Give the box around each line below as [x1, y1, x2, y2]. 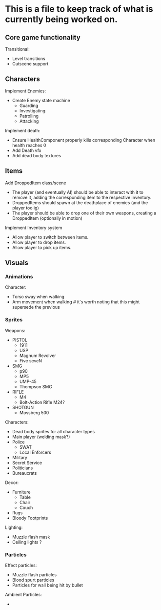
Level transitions [12, 56, 45, 62]
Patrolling [19, 113, 39, 119]
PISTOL [12, 337, 28, 343]
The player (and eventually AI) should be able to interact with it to [12, 189, 144, 195]
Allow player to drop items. [12, 239, 66, 245]
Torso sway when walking [12, 294, 65, 300]
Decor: [5, 480, 19, 485]
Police [12, 439, 25, 445]
